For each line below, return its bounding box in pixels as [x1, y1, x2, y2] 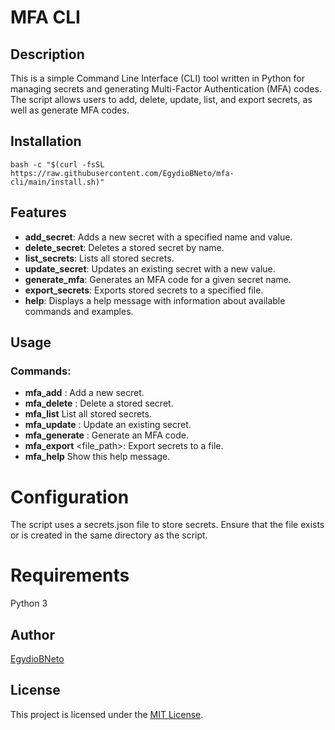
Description [10, 46, 85, 63]
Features [10, 204, 67, 221]
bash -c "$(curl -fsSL [10, 159, 105, 170]
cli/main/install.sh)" [10, 177, 105, 187]
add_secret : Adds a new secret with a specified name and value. [24, 231, 293, 243]
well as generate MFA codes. [10, 104, 130, 116]
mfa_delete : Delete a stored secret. [24, 397, 174, 410]
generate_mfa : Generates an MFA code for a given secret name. [24, 273, 292, 285]
